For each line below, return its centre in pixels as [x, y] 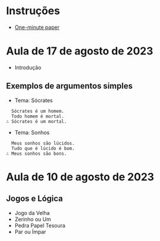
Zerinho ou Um [33, 219]
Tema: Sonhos [32, 132]
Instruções [33, 11]
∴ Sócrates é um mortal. [36, 121]
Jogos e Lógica [34, 199]
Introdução [28, 67]
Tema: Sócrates [34, 100]
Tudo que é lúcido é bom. [43, 148]
